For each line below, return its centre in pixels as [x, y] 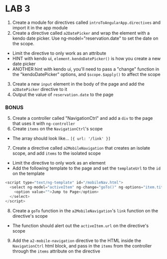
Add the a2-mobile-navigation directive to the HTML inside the [77, 240]
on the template [28, 173]
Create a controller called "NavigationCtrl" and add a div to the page [83, 118]
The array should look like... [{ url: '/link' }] [61, 138]
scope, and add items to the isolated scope [56, 153]
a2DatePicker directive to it [40, 89]
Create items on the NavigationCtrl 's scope [57, 129]
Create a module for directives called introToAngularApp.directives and [86, 22]
